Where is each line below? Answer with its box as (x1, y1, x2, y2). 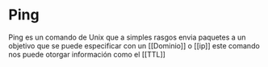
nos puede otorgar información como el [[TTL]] (8, 49, 165, 59)
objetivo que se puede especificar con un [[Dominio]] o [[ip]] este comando (8, 40, 260, 50)
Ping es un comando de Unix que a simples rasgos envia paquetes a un (8, 32, 246, 42)
